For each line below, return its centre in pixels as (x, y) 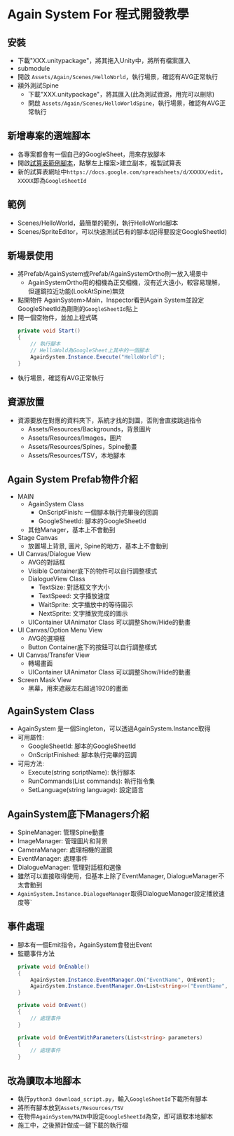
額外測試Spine (38, 85)
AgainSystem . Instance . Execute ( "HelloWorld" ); (98, 357)
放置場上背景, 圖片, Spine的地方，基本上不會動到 (98, 546)
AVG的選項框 (46, 639)
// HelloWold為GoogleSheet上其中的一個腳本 (90, 351)
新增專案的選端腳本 (49, 136)
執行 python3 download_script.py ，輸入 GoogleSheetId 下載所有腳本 (112, 1099)
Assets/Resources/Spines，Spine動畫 (82, 446)
